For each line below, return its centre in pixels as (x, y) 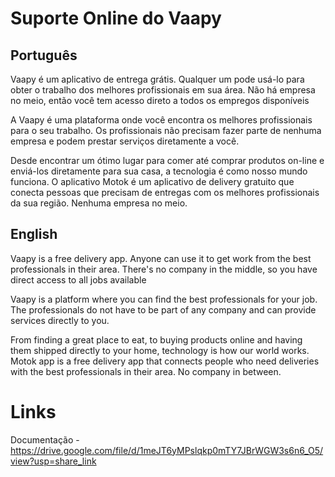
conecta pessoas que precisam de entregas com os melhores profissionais (165, 192)
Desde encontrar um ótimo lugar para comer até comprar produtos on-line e (167, 160)
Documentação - (45, 439)
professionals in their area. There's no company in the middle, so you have (164, 269)
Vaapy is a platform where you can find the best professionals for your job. (164, 299)
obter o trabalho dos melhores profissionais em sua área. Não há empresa (163, 90)
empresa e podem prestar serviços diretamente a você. (125, 141)
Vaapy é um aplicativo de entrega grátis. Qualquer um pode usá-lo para (157, 79)
